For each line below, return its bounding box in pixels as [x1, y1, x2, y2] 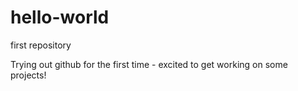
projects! [10, 69, 47, 81]
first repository [10, 39, 72, 51]
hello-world [10, 6, 110, 29]
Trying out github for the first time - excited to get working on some [10, 58, 288, 70]
